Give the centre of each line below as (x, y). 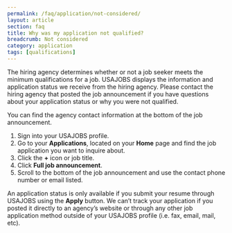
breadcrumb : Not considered (48, 40)
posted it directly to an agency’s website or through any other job (100, 208)
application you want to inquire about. (71, 150)
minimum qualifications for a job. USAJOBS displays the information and (110, 79)
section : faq (26, 26)
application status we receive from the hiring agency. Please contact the (110, 87)
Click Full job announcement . (60, 165)
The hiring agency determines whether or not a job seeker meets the (105, 72)
